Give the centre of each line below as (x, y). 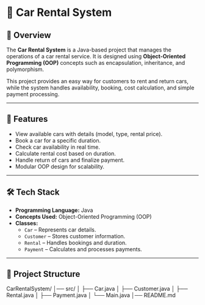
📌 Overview (29, 35)
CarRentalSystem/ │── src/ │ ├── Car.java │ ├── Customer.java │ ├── (97, 289)
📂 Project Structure (43, 274)
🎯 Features (27, 119)
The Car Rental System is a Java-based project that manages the (89, 50)
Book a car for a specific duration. (58, 140)
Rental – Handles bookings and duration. (75, 243)
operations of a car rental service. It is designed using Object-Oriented (96, 56)
